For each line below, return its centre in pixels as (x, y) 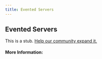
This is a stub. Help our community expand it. (51, 41)
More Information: (24, 52)
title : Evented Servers (30, 10)
